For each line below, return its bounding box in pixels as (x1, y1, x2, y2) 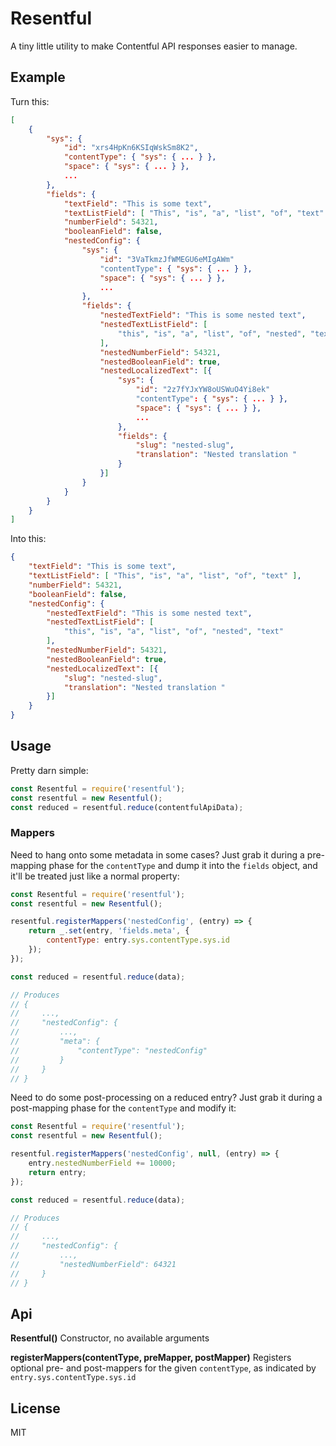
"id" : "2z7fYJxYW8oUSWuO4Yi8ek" (135, 385, 271, 395)
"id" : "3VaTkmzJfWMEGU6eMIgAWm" (99, 254, 235, 264)
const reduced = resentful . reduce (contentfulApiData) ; (10, 802, 244, 812)
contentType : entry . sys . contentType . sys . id (46, 935, 230, 946)
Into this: (10, 533, 47, 545)
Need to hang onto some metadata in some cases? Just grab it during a (10, 848, 305, 861)
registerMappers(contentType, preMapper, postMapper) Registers (10, 1352, 292, 1364)
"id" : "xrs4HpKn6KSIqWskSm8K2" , (63, 143, 199, 153)
